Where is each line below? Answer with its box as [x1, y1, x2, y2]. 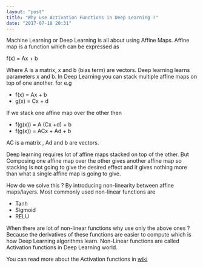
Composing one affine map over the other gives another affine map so [6, 157, 182, 165]
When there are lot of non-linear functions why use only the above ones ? [6, 224, 190, 232]
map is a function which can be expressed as [6, 43, 119, 50]
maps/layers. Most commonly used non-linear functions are [6, 188, 156, 195]
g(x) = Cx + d [15, 97, 48, 105]
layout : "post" [6, 8, 45, 15]
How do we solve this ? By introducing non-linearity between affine [6, 182, 175, 189]
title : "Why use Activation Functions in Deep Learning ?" [6, 15, 159, 21]
